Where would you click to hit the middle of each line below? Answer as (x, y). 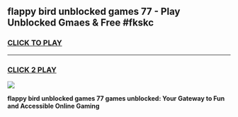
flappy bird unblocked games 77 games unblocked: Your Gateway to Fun (116, 98)
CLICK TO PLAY (35, 43)
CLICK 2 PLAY (32, 69)
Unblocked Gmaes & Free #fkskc (81, 23)
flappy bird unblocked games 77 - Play (94, 12)
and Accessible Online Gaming (53, 106)
